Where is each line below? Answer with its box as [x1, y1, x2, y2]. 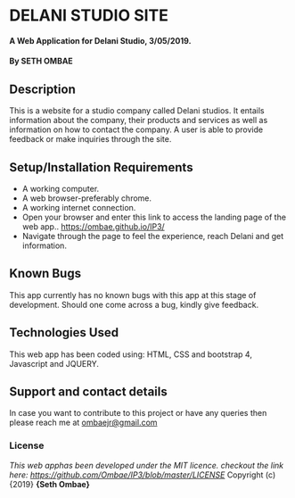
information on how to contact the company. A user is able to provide [9, 124, 264, 135]
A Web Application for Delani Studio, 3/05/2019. [9, 35, 192, 46]
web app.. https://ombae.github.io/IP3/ [21, 221, 165, 232]
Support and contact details [9, 385, 168, 400]
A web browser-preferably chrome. [21, 193, 152, 203]
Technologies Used [9, 325, 119, 340]
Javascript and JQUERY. [9, 358, 100, 369]
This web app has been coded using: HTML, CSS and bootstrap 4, [9, 349, 252, 360]
